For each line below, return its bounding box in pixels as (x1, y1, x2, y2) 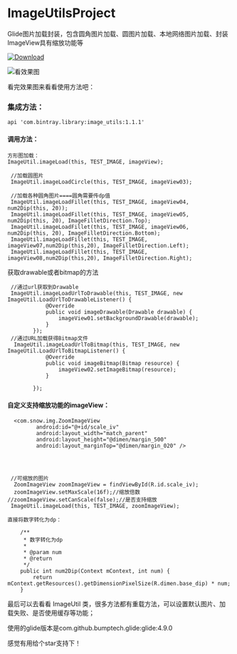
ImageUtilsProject (7, 5, 116, 21)
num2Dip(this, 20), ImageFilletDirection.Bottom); (7, 230, 161, 237)
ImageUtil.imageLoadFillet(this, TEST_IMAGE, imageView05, (10, 211, 190, 218)
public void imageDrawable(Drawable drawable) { (45, 309, 193, 316)
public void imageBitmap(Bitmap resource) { (45, 360, 180, 367)
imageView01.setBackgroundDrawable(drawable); (58, 315, 199, 322)
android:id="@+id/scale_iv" (36, 423, 120, 431)
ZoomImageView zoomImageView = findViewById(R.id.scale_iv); (14, 481, 199, 488)
